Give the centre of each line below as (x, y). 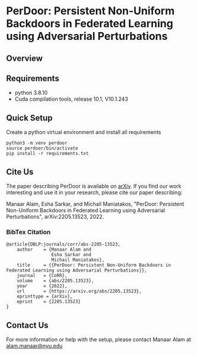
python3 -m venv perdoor (37, 143)
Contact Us (27, 325)
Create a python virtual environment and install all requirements (84, 132)
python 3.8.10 (31, 93)
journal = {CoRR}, (42, 276)
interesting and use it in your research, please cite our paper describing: (94, 192)
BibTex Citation (28, 232)
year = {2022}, (42, 286)
